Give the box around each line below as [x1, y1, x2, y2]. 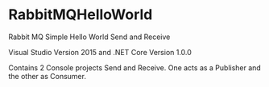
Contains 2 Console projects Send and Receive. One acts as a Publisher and [8, 62, 262, 73]
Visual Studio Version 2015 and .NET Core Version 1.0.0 [8, 47, 192, 57]
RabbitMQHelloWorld [8, 6, 153, 24]
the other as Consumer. [8, 71, 87, 81]
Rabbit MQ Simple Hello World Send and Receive [8, 32, 171, 42]
